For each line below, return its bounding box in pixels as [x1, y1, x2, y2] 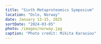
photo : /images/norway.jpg [5, 26, 62, 31]
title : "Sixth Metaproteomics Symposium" [5, 7, 94, 13]
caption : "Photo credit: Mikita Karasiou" [5, 31, 96, 36]
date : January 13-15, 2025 [5, 17, 62, 22]
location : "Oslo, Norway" [5, 12, 60, 17]
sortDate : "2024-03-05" [5, 21, 56, 27]
